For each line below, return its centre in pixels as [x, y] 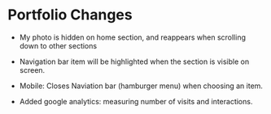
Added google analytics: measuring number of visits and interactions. [136, 101]
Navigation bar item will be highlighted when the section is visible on [134, 61]
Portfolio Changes [70, 15]
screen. [32, 70]
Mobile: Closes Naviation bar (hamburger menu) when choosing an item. [141, 86]
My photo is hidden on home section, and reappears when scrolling [132, 37]
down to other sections [58, 45]
